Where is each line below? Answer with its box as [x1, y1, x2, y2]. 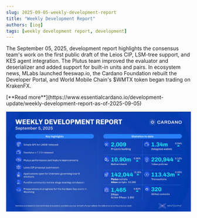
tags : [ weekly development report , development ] [6, 28, 127, 34]
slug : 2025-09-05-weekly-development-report [6, 9, 117, 15]
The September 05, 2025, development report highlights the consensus [6, 45, 179, 52]
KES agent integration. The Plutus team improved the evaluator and [6, 58, 169, 65]
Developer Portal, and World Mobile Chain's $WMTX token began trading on [6, 76, 191, 83]
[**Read [6, 94, 28, 101]
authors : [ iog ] [6, 22, 43, 28]
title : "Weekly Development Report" [6, 15, 96, 22]
